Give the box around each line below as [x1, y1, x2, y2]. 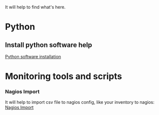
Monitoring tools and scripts [5, 71, 122, 82]
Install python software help [5, 41, 92, 49]
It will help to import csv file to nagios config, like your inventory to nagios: [5, 99, 155, 105]
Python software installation [5, 54, 61, 59]
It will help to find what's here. [5, 4, 66, 10]
